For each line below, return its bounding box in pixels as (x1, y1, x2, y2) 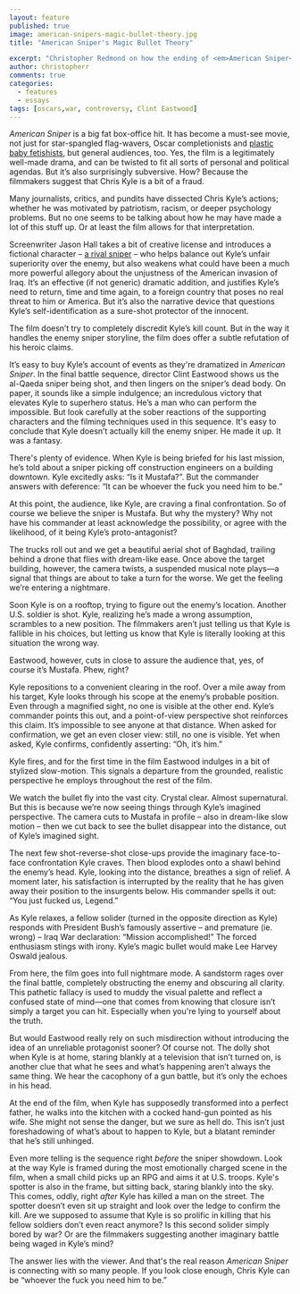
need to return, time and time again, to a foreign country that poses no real (9, 287, 284, 298)
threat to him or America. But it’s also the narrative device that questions (9, 296, 275, 307)
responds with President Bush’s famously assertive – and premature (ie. (9, 922, 273, 933)
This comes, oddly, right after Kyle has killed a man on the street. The (9, 1191, 265, 1202)
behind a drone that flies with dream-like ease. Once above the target (9, 554, 265, 564)
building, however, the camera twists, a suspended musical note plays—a (9, 563, 279, 574)
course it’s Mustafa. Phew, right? (9, 664, 129, 675)
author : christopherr (9, 63, 90, 72)
